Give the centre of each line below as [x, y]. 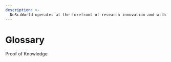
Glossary [25, 40]
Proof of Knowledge [26, 54]
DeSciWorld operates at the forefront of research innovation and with [88, 15]
